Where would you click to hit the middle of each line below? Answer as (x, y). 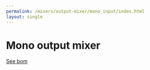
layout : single (25, 17)
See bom (17, 61)
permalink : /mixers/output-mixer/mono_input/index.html (75, 11)
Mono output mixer (53, 45)
